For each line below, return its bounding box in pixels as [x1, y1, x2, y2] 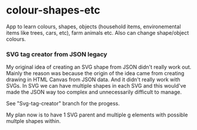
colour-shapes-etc [6, 4, 100, 17]
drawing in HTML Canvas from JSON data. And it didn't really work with [6, 76, 181, 83]
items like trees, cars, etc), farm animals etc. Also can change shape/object [6, 29, 189, 36]
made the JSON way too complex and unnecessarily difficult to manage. [6, 89, 182, 96]
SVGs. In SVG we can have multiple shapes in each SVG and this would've [6, 82, 186, 89]
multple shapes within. [6, 118, 61, 125]
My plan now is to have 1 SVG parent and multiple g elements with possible [6, 111, 188, 118]
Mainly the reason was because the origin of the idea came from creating [6, 70, 185, 77]
